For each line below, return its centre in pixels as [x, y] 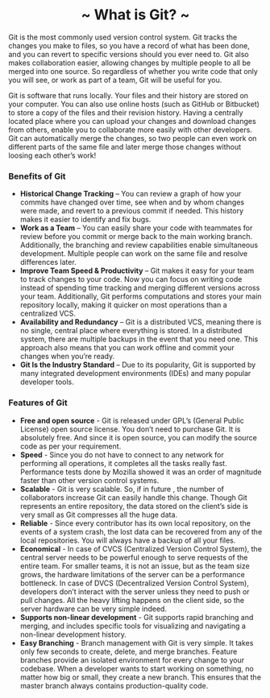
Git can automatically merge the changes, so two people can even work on [133, 138]
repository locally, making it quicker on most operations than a [123, 305]
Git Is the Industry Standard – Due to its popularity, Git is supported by [138, 365]
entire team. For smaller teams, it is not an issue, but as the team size [135, 566]
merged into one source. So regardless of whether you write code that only [133, 71]
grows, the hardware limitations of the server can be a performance [133, 574]
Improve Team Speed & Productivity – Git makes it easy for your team [137, 271]
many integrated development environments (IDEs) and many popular [135, 374]
